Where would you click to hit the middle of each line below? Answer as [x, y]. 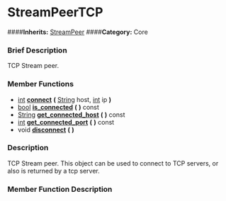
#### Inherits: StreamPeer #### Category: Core [78, 32]
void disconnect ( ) [46, 130]
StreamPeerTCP [55, 12]
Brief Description [37, 50]
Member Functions [41, 84]
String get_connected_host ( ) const [71, 115]
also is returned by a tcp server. [54, 171]
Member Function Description [60, 189]
